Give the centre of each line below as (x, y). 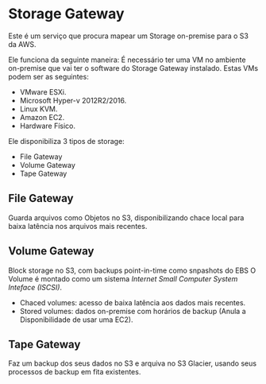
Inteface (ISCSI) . (35, 287)
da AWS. (23, 44)
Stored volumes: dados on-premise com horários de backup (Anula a (133, 311)
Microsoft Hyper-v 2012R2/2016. (73, 100)
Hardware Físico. (47, 126)
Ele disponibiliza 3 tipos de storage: (66, 141)
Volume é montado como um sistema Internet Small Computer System (123, 278)
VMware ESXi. (43, 91)
